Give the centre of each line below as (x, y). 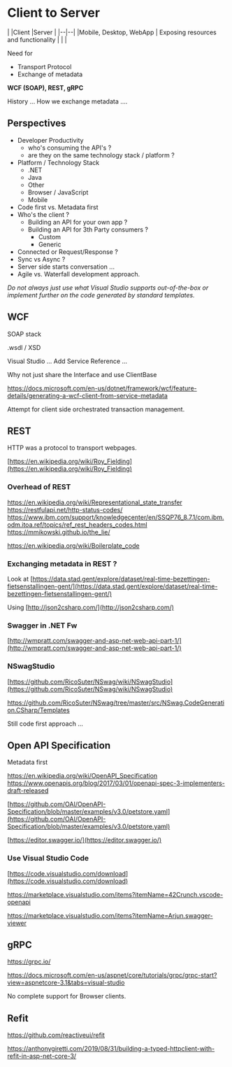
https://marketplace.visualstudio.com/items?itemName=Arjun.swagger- (110, 915)
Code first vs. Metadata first (58, 207)
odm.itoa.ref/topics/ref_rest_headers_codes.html (78, 524)
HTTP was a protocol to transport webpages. (72, 448)
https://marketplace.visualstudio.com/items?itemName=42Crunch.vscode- (115, 894)
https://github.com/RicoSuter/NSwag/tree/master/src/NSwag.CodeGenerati (116, 702)
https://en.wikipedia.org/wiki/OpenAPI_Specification (82, 776)
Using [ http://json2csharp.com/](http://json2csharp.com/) (91, 607)
